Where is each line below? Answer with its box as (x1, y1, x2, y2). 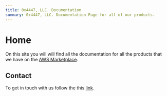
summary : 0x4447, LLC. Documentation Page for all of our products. (5, 12, 155, 17)
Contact (5, 71, 32, 80)
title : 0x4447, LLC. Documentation (5, 7, 82, 13)
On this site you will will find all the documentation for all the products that (5, 51, 162, 57)
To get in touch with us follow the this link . (5, 85, 95, 91)
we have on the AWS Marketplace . (5, 57, 79, 63)
